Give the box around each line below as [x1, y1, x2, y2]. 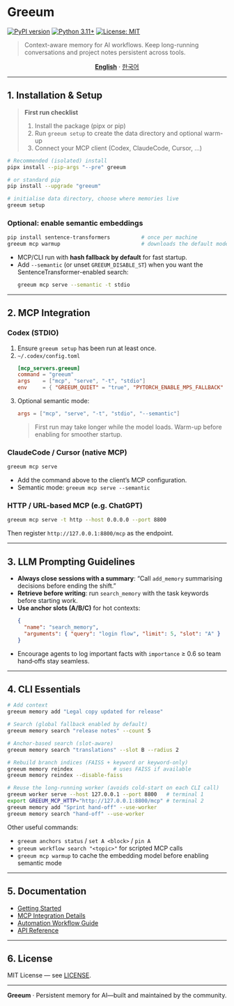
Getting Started [17, 904, 61, 912]
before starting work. [17, 597, 78, 605]
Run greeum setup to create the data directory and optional [34, 129, 203, 137]
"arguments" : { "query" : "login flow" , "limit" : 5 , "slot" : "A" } [24, 630, 221, 637]
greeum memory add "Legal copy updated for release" [7, 708, 164, 716]
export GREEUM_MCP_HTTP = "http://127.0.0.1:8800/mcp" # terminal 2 [7, 798, 204, 805]
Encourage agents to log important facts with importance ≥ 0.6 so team [17, 649, 221, 658]
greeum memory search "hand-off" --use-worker [7, 810, 145, 817]
